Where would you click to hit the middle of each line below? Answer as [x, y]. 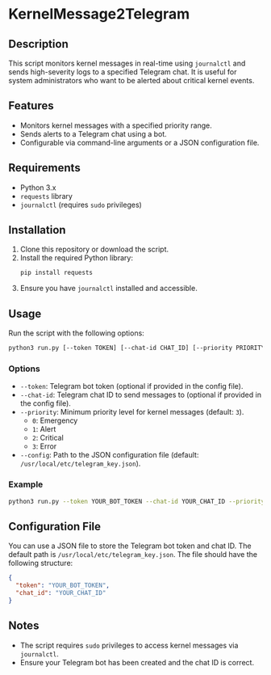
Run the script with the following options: [77, 333]
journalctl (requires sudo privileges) [81, 205]
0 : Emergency [55, 420]
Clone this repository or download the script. [94, 249]
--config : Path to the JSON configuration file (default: [109, 455]
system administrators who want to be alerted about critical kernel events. [131, 80]
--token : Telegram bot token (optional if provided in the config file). [131, 386]
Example [26, 484]
